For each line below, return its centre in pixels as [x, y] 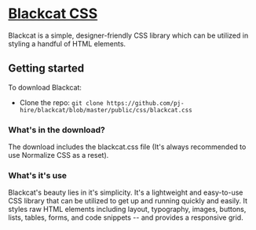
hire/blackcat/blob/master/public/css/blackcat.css [106, 110]
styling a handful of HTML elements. [67, 43]
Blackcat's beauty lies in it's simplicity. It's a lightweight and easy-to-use [126, 192]
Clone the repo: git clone [61, 102]
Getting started [46, 69]
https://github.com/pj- [145, 103]
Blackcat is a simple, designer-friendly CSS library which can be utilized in [128, 35]
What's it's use [38, 175]
